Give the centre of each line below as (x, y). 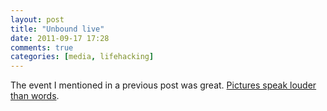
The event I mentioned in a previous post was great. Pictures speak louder (163, 85)
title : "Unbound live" (57, 29)
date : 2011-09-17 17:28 (60, 38)
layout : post (37, 19)
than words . (35, 96)
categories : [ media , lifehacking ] (82, 57)
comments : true (42, 47)
